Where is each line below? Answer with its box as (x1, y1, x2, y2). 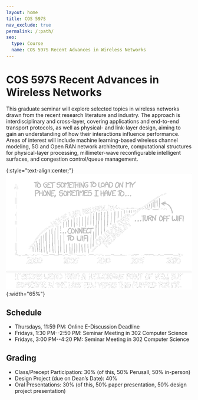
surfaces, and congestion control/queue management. (6, 155, 138, 162)
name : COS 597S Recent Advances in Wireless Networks (11, 47, 146, 53)
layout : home (6, 9, 38, 15)
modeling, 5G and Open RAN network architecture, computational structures (6, 142, 192, 150)
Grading (6, 353, 37, 363)
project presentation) (14, 388, 66, 394)
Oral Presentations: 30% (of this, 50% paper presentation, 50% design (14, 381, 187, 388)
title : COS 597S (6, 15, 46, 22)
